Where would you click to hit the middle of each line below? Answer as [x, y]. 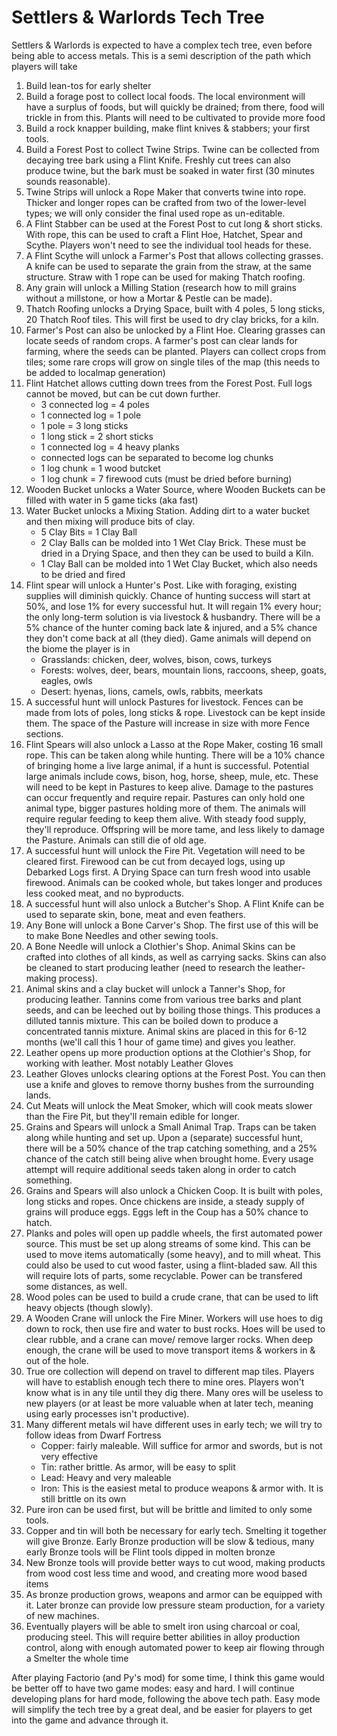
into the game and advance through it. [90, 1720]
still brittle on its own [83, 1498]
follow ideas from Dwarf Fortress [93, 1435]
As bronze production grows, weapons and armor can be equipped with [174, 1594]
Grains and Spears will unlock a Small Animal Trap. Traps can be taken [171, 1127]
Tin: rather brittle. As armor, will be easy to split [138, 1467]
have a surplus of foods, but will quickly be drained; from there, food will [175, 107]
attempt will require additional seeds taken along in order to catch [161, 1169]
